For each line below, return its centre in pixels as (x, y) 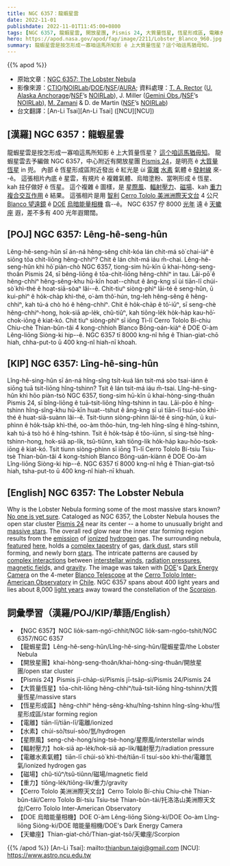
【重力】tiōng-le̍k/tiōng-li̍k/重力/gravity (72, 783)
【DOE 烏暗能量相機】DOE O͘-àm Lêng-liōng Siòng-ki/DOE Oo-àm (110, 817)
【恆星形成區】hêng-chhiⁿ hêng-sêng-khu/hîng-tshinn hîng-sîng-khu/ (115, 705)
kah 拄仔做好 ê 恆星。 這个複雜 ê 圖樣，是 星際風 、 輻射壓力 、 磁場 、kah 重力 (115, 187)
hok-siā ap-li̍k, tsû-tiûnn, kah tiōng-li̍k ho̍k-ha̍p (110, 442)
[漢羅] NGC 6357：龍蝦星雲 (66, 135)
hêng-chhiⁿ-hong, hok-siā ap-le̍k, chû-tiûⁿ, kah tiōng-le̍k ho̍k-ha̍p (99, 312)
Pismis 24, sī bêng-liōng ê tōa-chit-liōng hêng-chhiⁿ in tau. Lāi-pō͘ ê (120, 274)
